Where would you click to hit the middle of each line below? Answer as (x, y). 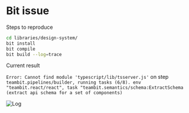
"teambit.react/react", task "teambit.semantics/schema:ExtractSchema (95, 88)
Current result (23, 65)
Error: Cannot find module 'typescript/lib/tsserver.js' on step (87, 77)
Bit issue (28, 11)
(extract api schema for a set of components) (64, 93)
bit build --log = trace (34, 54)
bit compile (21, 49)
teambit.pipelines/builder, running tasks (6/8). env (74, 83)
